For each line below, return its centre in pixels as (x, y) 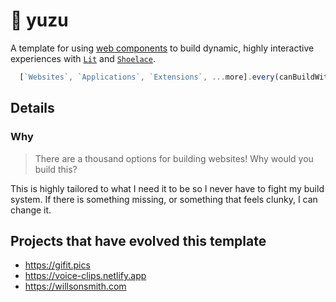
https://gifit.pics (57, 265)
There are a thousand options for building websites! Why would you (174, 158)
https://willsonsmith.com (75, 286)
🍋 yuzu (39, 20)
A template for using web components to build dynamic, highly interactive (162, 48)
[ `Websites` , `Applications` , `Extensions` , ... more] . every (147, 77)
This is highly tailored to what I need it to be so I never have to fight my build (167, 188)
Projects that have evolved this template (138, 240)
